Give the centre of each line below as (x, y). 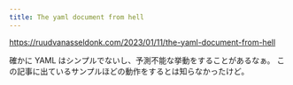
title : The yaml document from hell (77, 17)
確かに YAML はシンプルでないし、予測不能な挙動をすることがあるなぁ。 (142, 60)
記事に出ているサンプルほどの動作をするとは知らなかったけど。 (133, 71)
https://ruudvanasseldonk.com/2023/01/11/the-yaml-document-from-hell (143, 42)
